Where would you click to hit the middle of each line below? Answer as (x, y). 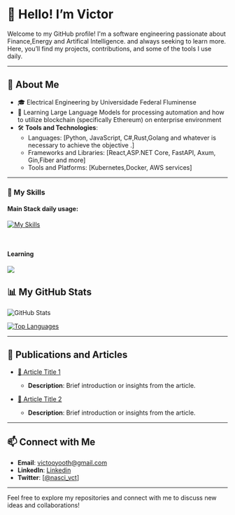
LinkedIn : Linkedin (44, 470)
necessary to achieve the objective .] (81, 145)
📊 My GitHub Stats (50, 292)
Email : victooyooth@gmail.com (62, 462)
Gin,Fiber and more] (57, 160)
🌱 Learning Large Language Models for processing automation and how (121, 112)
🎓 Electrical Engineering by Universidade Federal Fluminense (107, 102)
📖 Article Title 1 (39, 372)
